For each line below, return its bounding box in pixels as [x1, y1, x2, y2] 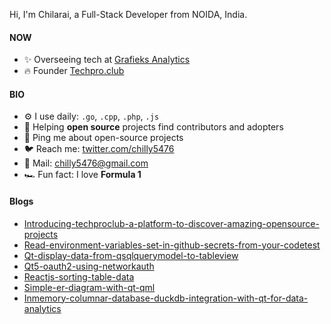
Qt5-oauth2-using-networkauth [23, 260, 155, 272]
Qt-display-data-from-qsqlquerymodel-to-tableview [23, 249, 239, 261]
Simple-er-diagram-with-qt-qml [23, 281, 156, 293]
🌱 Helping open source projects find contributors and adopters [23, 121, 284, 133]
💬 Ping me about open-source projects [23, 132, 184, 144]
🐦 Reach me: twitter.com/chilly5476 [23, 143, 175, 155]
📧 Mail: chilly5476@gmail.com [23, 157, 149, 169]
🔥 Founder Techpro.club [23, 65, 125, 77]
